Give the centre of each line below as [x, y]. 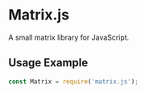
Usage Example [48, 63]
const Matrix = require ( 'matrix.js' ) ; [73, 81]
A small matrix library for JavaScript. [69, 37]
